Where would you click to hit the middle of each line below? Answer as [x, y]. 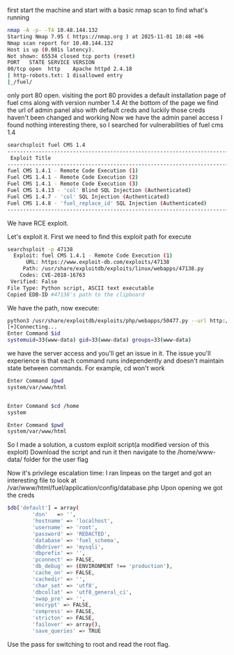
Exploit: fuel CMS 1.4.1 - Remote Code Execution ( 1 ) [93, 256]
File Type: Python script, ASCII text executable [81, 288]
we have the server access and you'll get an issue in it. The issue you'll [109, 353]
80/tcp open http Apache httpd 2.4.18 [70, 69]
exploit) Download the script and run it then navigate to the [92, 452]
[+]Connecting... [32, 327]
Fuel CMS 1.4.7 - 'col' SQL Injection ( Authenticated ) [88, 197]
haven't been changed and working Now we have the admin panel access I [115, 117]
